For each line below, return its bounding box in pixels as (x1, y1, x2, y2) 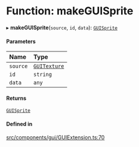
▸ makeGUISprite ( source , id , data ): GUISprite (6, 24, 118, 31)
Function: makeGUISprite (6, 4, 134, 18)
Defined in (6, 120, 33, 127)
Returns (6, 94, 27, 102)
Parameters (6, 38, 36, 45)
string (33, 71, 52, 78)
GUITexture (33, 63, 64, 70)
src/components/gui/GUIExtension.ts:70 (6, 133, 105, 141)
